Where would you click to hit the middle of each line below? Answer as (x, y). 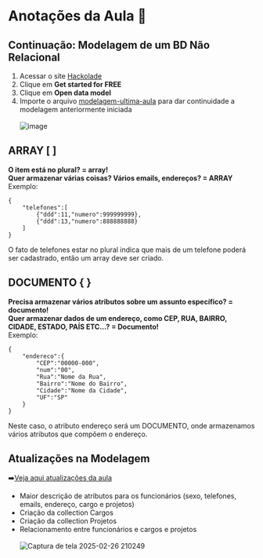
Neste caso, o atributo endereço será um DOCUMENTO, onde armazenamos (131, 425)
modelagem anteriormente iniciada (76, 109)
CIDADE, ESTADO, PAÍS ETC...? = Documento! (83, 326)
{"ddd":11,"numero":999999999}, (89, 214)
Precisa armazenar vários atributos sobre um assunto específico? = (121, 301)
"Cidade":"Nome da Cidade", (82, 390)
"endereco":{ (43, 356)
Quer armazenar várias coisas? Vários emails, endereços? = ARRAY (121, 178)
